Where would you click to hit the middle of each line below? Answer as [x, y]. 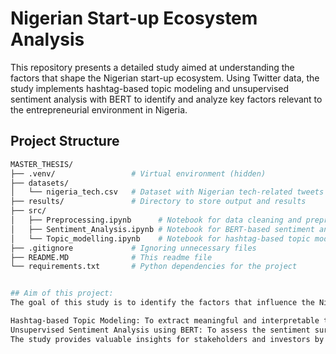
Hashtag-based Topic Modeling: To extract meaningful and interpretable [165, 321]
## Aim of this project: [62, 293]
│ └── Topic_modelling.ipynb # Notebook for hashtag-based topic [160, 238]
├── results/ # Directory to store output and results [158, 202]
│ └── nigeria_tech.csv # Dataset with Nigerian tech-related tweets [167, 192]
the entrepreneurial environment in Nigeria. [99, 109]
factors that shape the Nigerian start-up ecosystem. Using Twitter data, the [165, 78]
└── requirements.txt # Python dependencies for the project [154, 267]
